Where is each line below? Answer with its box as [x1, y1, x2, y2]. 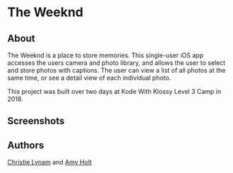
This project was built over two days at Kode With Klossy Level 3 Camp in [7, 88, 221, 95]
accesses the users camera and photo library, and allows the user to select [7, 59, 226, 67]
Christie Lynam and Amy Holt [7, 158, 92, 167]
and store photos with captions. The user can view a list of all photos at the [7, 66, 226, 74]
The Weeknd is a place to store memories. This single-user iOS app [7, 51, 203, 59]
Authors [7, 139, 44, 151]
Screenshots [7, 115, 65, 127]
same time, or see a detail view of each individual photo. [7, 73, 172, 82]
